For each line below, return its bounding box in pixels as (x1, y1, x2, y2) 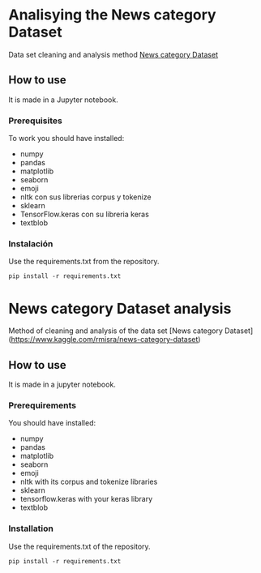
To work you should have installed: (8, 134, 125, 143)
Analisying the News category (8, 6, 216, 24)
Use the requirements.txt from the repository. (8, 257, 160, 267)
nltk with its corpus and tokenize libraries (19, 477, 158, 487)
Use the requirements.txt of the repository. (8, 541, 152, 551)
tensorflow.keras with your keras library (19, 494, 153, 504)
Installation (8, 523, 54, 534)
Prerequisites (8, 115, 62, 126)
